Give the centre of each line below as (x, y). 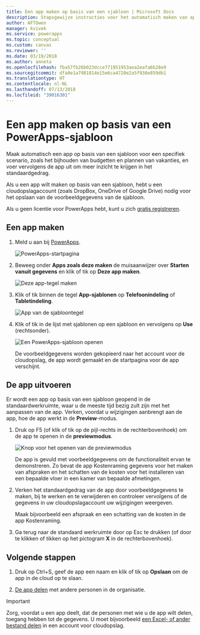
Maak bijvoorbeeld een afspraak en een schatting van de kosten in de (100, 514)
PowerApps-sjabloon (60, 137)
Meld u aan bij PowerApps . (48, 242)
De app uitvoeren (39, 385)
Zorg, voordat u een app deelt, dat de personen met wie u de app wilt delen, (100, 613)
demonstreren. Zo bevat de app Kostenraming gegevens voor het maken (104, 466)
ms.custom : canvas (29, 45)
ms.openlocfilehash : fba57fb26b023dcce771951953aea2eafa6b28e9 (86, 67)
